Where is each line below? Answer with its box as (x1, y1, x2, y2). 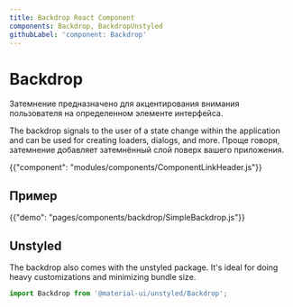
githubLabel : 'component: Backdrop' (9, 30, 147, 39)
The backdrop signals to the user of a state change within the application (9, 125, 281, 136)
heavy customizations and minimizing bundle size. (9, 271, 197, 282)
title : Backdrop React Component (9, 13, 135, 23)
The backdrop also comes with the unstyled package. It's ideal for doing (9, 262, 279, 273)
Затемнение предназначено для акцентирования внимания (9, 98, 240, 109)
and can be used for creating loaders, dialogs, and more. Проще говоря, (9, 135, 280, 146)
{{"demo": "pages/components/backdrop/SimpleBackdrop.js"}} (9, 212, 245, 223)
